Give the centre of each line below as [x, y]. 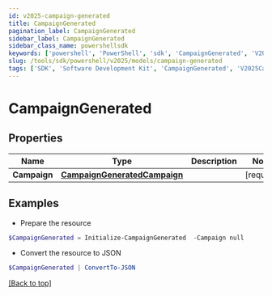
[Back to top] [30, 283]
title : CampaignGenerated [52, 23]
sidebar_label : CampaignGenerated [67, 38]
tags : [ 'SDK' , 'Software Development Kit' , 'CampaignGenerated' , [121, 69]
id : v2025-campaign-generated [59, 16]
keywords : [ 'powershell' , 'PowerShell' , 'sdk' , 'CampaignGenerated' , [128, 53]
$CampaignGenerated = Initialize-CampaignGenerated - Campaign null [126, 238]
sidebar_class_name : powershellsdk [68, 46]
